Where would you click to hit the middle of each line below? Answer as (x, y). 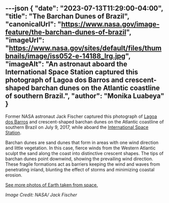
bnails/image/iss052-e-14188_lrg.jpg (65, 56)
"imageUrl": (25, 40)
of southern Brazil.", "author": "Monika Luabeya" (85, 96)
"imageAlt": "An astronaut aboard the (66, 64)
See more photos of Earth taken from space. (52, 185)
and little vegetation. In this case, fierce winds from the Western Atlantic (80, 148)
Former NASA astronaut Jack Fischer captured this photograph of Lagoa (81, 116)
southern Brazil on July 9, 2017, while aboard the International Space (77, 127)
